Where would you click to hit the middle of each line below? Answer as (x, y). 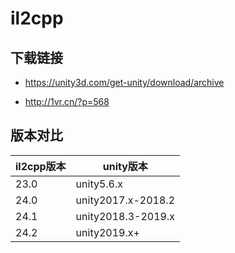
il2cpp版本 (41, 166)
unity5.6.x (99, 184)
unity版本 (125, 166)
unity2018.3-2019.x (125, 216)
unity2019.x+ (107, 232)
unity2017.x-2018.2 (125, 200)
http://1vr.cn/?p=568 (67, 101)
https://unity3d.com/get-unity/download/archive (124, 82)
